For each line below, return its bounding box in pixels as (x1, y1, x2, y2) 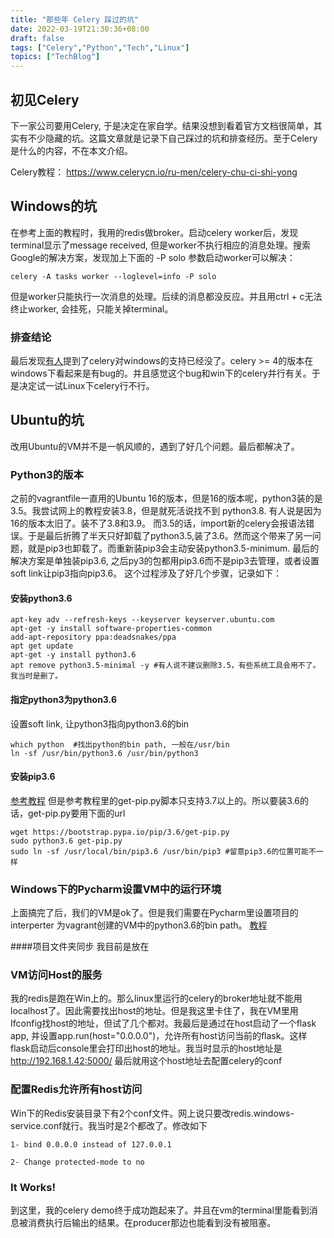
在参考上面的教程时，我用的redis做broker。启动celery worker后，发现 (10, 226, 299, 238)
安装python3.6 (10, 592, 73, 604)
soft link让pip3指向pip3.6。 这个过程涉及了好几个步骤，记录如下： (10, 567, 283, 580)
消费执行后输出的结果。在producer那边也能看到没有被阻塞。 (27, 1216, 277, 1228)
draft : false (10, 33, 65, 43)
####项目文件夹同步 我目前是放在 (10, 941, 150, 953)
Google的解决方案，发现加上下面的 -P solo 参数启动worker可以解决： (10, 251, 297, 263)
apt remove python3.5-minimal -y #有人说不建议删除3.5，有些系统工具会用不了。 (10, 661, 321, 671)
